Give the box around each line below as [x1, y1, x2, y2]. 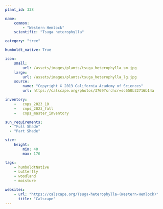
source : [14, 79, 29, 84]
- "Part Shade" [9, 129, 41, 134]
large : [14, 70, 27, 75]
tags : [5, 160, 16, 165]
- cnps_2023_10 [14, 102, 49, 106]
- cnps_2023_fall [14, 106, 54, 111]
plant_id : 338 [5, 7, 34, 12]
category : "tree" [5, 39, 41, 44]
